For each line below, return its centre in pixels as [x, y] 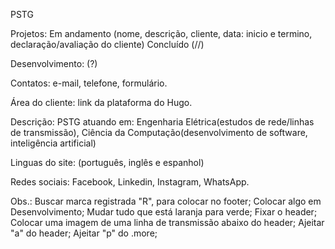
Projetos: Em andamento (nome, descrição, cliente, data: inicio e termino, [161, 33]
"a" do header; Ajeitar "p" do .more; [84, 233]
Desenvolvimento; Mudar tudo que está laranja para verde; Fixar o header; [164, 212]
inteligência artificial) [53, 143]
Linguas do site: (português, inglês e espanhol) [107, 162]
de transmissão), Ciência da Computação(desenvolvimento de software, [159, 132]
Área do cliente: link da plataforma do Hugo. [101, 102]
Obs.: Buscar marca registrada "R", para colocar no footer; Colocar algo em [166, 201]
